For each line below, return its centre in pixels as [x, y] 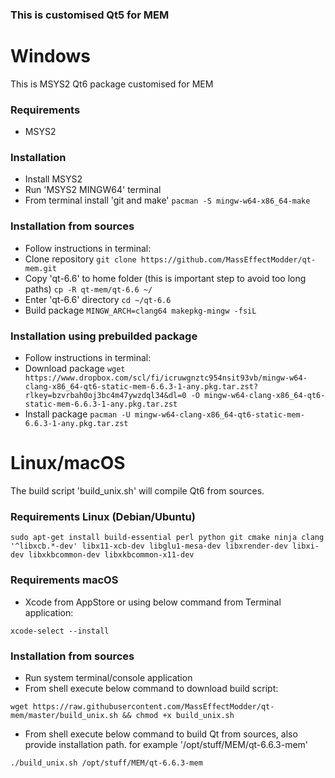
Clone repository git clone [80, 259]
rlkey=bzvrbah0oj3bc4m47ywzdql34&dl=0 [105, 396]
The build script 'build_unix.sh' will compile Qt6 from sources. [137, 490]
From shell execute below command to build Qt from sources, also [161, 734]
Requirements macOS [64, 580]
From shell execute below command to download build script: [151, 688]
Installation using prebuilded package [104, 336]
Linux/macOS [68, 463]
